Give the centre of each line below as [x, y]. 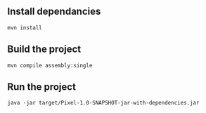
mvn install [25, 27]
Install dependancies [54, 12]
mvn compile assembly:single [50, 65]
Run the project [41, 87]
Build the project [44, 49]
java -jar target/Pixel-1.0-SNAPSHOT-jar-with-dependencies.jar [103, 103]
